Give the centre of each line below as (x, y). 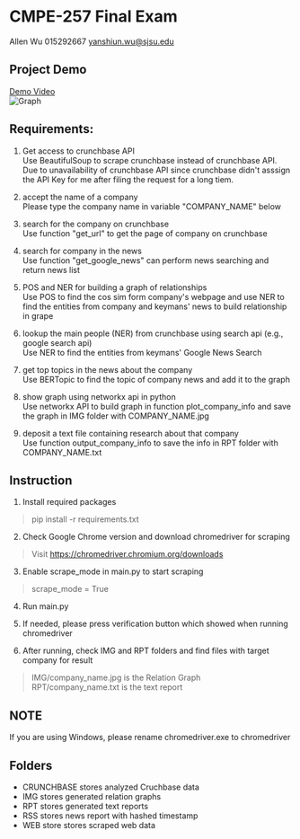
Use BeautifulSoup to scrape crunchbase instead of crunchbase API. (150, 160)
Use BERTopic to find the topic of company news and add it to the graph (156, 379)
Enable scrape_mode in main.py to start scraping (113, 571)
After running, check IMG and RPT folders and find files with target (146, 651)
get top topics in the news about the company (107, 369)
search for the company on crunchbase (95, 224)
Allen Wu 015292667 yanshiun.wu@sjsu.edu (92, 41)
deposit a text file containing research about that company (131, 433)
